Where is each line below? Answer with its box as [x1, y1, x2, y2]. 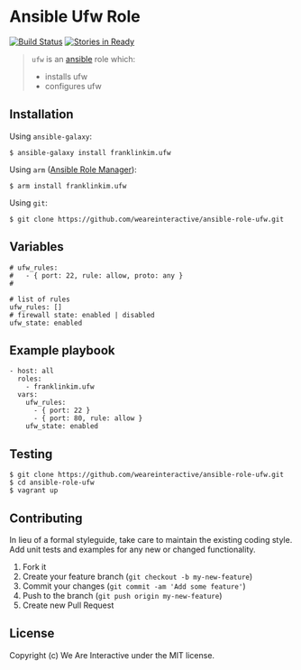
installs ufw [44, 70, 88, 82]
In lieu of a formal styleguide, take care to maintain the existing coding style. [9, 535, 293, 545]
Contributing [9, 510, 83, 526]
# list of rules [9, 295, 70, 304]
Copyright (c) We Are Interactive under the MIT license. [9, 649, 214, 660]
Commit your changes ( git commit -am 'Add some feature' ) [22, 581, 246, 592]
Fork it [22, 562, 47, 572]
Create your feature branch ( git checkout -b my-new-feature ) [22, 571, 253, 582]
